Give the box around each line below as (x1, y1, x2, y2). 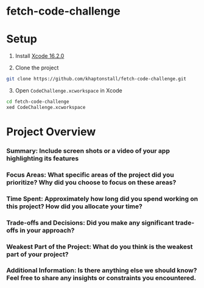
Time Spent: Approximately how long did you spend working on (6, 194, 199, 203)
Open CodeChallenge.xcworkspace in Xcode (15, 87, 123, 94)
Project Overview (6, 125, 96, 138)
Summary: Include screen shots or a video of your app (6, 146, 171, 155)
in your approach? (19, 226, 75, 234)
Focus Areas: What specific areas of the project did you (6, 170, 175, 179)
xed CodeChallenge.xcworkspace (6, 104, 86, 110)
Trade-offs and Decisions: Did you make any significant (6, 218, 175, 227)
